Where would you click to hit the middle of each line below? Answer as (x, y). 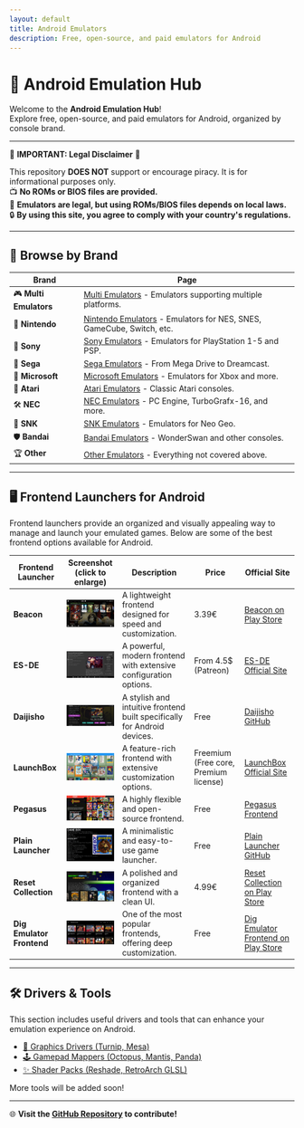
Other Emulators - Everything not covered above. (176, 454)
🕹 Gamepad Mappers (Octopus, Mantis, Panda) (112, 1057)
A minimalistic (148, 831)
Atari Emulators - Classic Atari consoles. (159, 388)
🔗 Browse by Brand (64, 255)
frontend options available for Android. (81, 542)
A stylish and (146, 697)
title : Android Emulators (58, 29)
